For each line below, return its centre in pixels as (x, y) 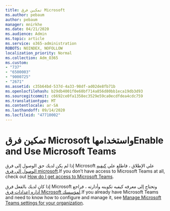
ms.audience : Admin (26, 34)
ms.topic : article (25, 39)
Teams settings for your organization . (45, 203)
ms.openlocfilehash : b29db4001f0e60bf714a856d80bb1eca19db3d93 (74, 91)
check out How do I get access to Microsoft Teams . (60, 176)
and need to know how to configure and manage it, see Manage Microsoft (83, 197)
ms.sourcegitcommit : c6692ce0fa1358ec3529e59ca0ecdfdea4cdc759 (74, 96)
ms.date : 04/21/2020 (27, 29)
